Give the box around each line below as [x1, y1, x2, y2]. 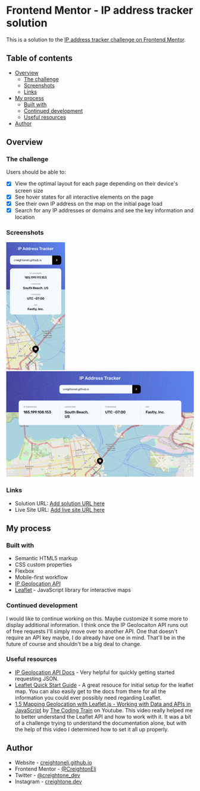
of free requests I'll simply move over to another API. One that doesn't [6, 628, 177, 635]
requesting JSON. [14, 675, 59, 682]
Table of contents [6, 53, 73, 63]
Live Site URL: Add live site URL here [14, 506, 105, 513]
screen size [14, 187, 43, 194]
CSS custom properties [14, 561, 73, 568]
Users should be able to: [6, 168, 67, 176]
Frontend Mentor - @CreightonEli [14, 765, 96, 773]
